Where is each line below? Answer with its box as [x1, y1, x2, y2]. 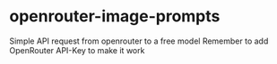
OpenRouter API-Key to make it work [9, 44, 145, 55]
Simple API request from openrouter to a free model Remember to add [9, 36, 269, 46]
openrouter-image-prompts [9, 6, 221, 27]
